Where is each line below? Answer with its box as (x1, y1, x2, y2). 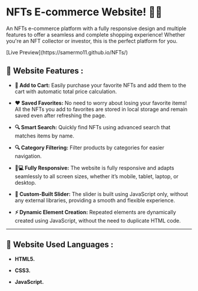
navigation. (14, 152, 42, 159)
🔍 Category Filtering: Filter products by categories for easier (14, 144, 165, 151)
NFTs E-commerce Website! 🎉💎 (6, 5, 163, 19)
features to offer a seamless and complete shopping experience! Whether (6, 31, 186, 38)
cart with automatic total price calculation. (14, 88, 117, 95)
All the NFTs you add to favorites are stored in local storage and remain (14, 106, 187, 113)
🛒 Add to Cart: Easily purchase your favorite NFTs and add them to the (14, 81, 187, 89)
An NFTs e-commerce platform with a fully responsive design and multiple (6, 25, 187, 32)
